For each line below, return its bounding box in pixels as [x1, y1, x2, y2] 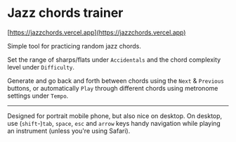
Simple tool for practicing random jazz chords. [7, 41, 142, 50]
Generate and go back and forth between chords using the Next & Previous [7, 76, 225, 85]
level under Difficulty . [7, 63, 75, 71]
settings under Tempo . [7, 91, 69, 100]
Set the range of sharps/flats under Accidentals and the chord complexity [7, 55, 221, 64]
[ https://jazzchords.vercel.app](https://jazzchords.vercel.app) [7, 28, 186, 37]
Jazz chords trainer [7, 5, 124, 21]
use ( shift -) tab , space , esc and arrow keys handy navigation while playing [7, 119, 221, 127]
